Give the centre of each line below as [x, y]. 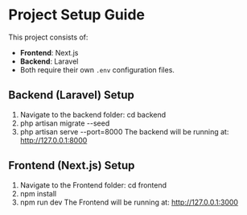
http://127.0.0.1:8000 [54, 140]
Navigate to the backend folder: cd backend [93, 114]
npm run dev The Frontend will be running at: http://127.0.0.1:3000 [129, 202]
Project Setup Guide [77, 15]
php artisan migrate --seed [65, 123]
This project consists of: [48, 37]
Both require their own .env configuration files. [97, 69]
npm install [38, 193]
